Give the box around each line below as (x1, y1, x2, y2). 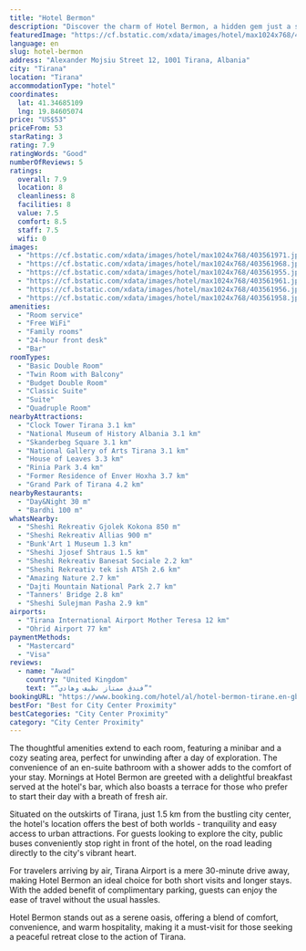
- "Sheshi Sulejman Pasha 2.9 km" (17, 599, 148, 608)
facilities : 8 (17, 200, 71, 210)
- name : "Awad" (17, 667, 76, 676)
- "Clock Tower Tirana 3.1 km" (17, 421, 137, 430)
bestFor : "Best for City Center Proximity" (9, 700, 178, 710)
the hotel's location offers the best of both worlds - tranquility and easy (9, 819, 278, 830)
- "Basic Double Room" (17, 361, 104, 371)
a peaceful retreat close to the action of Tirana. (9, 932, 187, 943)
